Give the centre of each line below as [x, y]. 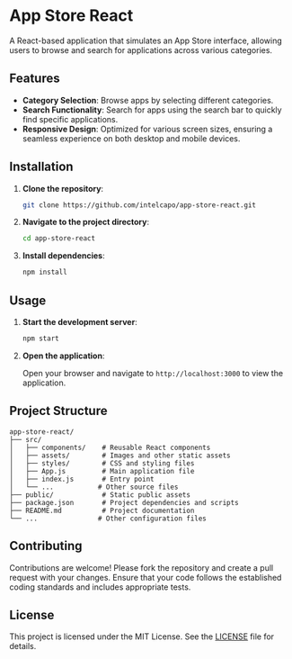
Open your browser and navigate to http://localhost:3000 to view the [153, 373]
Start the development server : [80, 322]
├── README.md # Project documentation [102, 510]
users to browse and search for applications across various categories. [141, 50]
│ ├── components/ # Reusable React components [110, 447]
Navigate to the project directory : [86, 222]
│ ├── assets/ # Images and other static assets [120, 456]
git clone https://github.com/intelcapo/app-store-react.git [139, 205]
